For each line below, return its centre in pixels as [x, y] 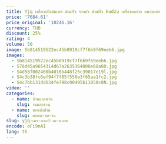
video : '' [18, 88]
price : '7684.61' [27, 17]
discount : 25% [24, 34]
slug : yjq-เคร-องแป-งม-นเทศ [37, 121]
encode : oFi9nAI [26, 126]
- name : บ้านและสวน [32, 99]
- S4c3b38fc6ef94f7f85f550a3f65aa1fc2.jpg [64, 77]
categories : [21, 93]
